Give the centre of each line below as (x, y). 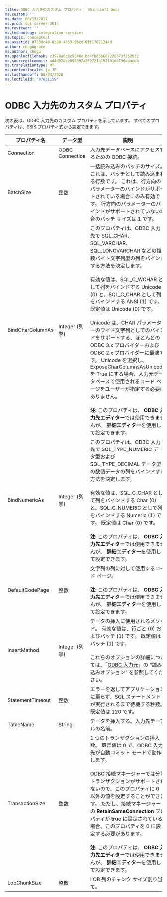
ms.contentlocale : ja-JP (31, 70)
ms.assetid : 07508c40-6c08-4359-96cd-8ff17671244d (59, 42)
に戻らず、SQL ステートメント (125, 697)
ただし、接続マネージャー (131, 804)
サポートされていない (135, 211)
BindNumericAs (26, 500)
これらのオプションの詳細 (120, 657)
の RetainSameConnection (122, 811)
